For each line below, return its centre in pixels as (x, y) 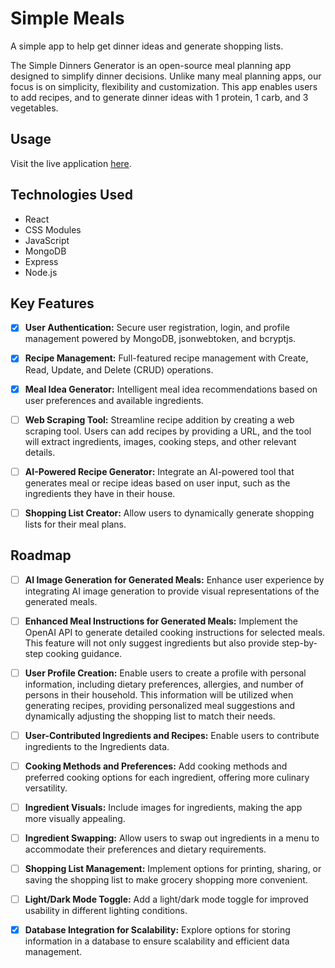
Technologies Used (71, 195)
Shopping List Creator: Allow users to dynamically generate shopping (169, 513)
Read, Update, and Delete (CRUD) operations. (119, 369)
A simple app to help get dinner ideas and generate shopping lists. (147, 46)
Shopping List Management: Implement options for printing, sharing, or (173, 868)
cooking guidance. (84, 653)
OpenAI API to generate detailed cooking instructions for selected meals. (175, 632)
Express (41, 261)
